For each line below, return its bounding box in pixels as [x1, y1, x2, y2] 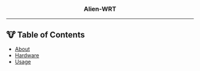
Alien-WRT [83, 5, 117, 13]
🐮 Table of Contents [6, 29, 85, 40]
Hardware [14, 52, 40, 59]
